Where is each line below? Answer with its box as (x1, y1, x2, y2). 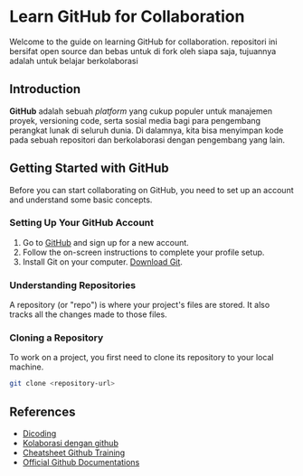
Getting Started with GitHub (9, 161, 169, 176)
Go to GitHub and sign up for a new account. (22, 237, 190, 247)
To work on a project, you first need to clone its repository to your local (9, 352, 274, 363)
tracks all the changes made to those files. (9, 309, 167, 320)
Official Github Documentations (22, 457, 140, 468)
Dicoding (22, 428, 57, 439)
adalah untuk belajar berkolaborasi (9, 55, 138, 66)
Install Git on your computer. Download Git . (22, 256, 184, 267)
